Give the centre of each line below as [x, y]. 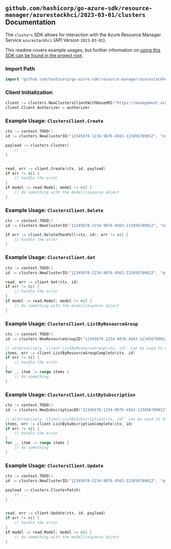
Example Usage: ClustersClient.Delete [54, 210]
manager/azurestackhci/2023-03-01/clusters [76, 15]
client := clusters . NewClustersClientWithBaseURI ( [60, 103]
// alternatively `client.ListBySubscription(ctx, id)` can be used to [83, 419]
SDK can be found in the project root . [44, 55]
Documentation [31, 22]
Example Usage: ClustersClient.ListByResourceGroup [72, 324]
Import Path [20, 68]
